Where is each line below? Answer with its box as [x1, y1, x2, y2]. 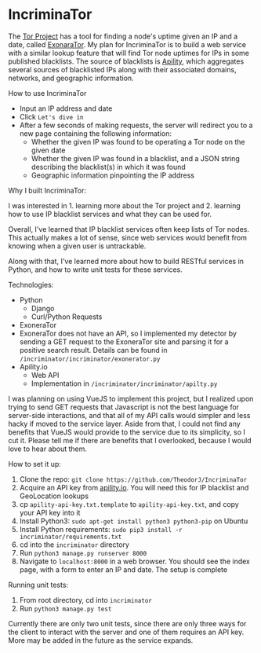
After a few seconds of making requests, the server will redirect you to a [19, 120, 253, 130]
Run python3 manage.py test [19, 603, 112, 613]
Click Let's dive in [19, 112, 84, 121]
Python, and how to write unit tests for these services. [8, 265, 183, 274]
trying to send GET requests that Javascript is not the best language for [8, 402, 240, 412]
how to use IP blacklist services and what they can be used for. [8, 209, 212, 218]
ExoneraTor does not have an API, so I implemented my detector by [19, 328, 237, 338]
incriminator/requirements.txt [19, 533, 122, 541]
